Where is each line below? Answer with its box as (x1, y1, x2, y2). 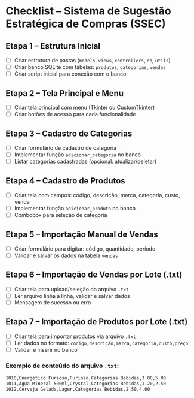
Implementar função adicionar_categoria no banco (14, 151, 141, 158)
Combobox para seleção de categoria (14, 212, 107, 219)
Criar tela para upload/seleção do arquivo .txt (14, 285, 129, 293)
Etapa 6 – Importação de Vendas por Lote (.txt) (5, 270, 183, 280)
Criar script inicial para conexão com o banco (14, 70, 127, 77)
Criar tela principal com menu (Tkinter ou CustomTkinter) (14, 104, 155, 111)
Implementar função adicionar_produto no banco (14, 205, 136, 212)
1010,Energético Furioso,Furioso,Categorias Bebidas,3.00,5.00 (5, 375, 167, 381)
